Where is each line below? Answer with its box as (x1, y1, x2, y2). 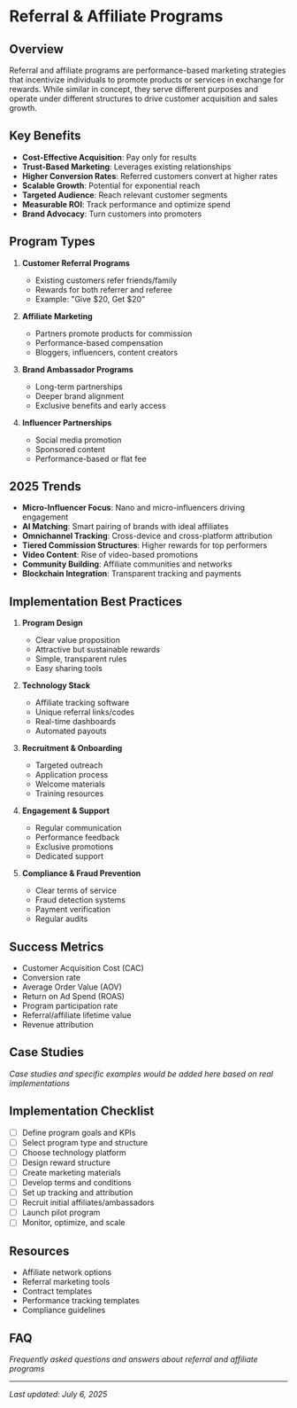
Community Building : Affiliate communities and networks (21, 559, 232, 569)
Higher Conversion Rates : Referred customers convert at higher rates (21, 170, 278, 181)
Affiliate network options (21, 1267, 112, 1278)
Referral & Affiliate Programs (9, 6, 224, 27)
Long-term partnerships (34, 381, 123, 392)
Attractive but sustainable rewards (34, 645, 161, 655)
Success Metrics (9, 939, 104, 954)
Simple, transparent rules (34, 653, 127, 664)
